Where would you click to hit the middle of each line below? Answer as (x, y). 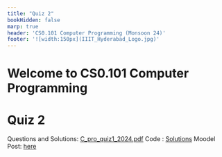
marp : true (23, 26)
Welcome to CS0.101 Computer (98, 74)
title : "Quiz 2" (31, 13)
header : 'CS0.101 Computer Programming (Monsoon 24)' (87, 33)
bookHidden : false (34, 20)
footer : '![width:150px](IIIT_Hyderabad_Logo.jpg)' (83, 39)
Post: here (22, 147)
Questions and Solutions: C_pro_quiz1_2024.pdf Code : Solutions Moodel (111, 139)
